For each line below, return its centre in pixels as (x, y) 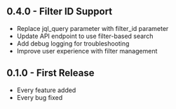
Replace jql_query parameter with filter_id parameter (93, 28)
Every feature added (46, 90)
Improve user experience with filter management (87, 51)
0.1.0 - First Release (50, 73)
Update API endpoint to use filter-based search (85, 36)
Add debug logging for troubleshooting (73, 43)
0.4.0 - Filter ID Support (60, 12)
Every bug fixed (40, 97)
